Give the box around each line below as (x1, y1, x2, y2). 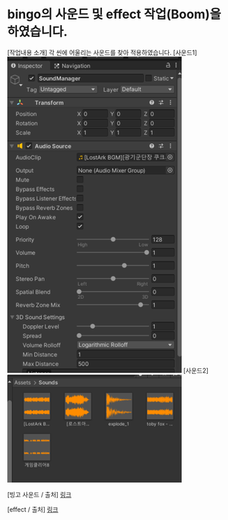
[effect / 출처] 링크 (7, 505, 59, 514)
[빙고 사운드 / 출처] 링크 (7, 491, 72, 499)
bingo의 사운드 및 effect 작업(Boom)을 (7, 6, 222, 22)
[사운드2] (183, 366, 209, 375)
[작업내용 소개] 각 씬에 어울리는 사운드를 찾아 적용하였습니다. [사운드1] (7, 48, 197, 57)
